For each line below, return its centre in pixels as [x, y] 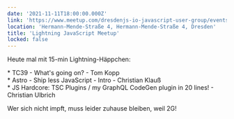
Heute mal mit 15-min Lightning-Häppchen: [69, 59]
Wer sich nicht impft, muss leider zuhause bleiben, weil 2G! [92, 109]
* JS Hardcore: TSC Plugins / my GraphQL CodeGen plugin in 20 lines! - [111, 88]
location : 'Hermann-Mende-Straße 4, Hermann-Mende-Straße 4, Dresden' [112, 26]
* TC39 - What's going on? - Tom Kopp [63, 73]
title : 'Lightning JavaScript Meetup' [63, 33]
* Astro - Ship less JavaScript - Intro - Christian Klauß [84, 80]
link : [15, 20]
